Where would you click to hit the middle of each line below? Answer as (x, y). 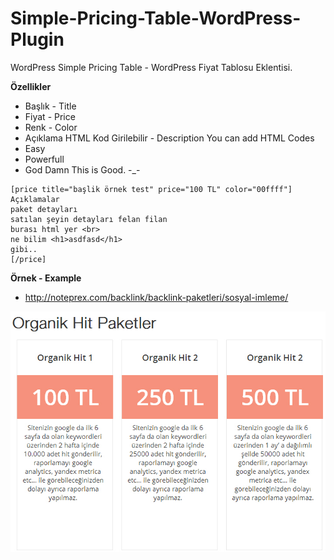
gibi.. (24, 249)
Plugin (37, 39)
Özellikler (31, 86)
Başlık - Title (50, 106)
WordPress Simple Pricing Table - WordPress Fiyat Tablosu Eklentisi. (151, 67)
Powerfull (44, 159)
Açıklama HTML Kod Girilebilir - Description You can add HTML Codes (169, 138)
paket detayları (44, 209)
